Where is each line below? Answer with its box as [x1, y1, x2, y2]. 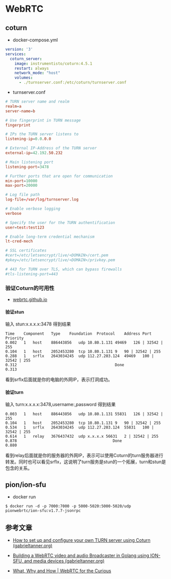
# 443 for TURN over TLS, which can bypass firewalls [5, 266, 123, 272]
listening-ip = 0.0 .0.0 [5, 136, 52, 142]
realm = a [5, 104, 22, 109]
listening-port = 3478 [5, 164, 50, 169]
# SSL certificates [5, 248, 47, 253]
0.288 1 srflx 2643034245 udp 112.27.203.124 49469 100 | [5, 354, 154, 359]
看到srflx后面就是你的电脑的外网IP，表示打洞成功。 [5, 376, 113, 383]
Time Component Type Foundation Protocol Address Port [5, 331, 152, 337]
